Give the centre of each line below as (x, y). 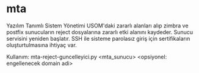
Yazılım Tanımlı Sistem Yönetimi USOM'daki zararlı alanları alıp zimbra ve (97, 26)
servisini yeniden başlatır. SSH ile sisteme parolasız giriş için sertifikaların (98, 38)
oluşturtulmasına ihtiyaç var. (42, 45)
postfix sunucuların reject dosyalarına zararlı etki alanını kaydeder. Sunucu (100, 32)
